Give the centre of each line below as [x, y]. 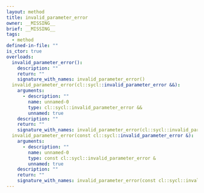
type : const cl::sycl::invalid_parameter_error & [92, 158]
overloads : [20, 57]
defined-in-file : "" [32, 46]
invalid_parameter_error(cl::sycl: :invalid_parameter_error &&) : [96, 85]
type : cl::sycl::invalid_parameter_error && [85, 107]
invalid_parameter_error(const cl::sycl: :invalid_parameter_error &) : [103, 136]
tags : [13, 34]
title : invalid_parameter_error [47, 18]
